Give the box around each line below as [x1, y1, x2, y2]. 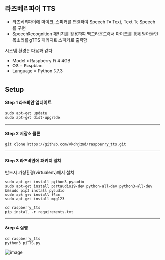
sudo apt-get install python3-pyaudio [5, 179, 84, 184]
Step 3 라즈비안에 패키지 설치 [5, 158, 61, 163]
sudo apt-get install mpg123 [5, 196, 65, 201]
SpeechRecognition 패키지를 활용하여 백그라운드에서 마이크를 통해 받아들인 [12, 31, 158, 37]
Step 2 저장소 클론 [5, 130, 41, 136]
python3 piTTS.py [5, 240, 41, 245]
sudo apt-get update [5, 111, 48, 116]
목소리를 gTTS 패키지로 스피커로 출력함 [12, 37, 87, 43]
